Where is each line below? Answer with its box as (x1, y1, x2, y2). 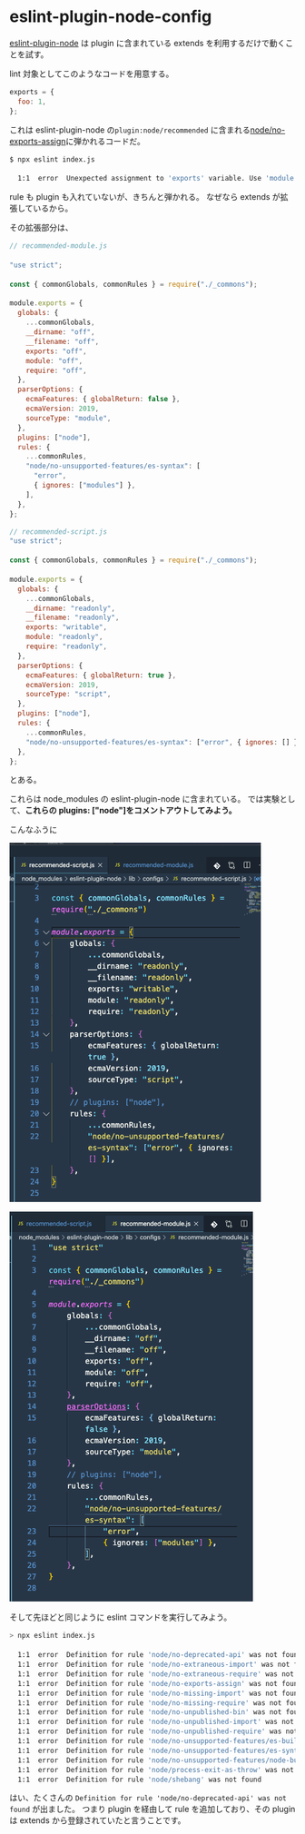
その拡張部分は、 (9, 222, 74, 233)
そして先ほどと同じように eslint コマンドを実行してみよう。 (9, 1612, 232, 1622)
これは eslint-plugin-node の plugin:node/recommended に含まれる (9, 124, 251, 135)
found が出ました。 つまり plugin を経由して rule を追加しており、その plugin (9, 1804, 296, 1815)
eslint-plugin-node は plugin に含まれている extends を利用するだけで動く (9, 37, 286, 48)
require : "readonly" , (25, 642, 107, 651)
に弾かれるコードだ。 (65, 135, 145, 146)
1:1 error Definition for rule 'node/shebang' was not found (17, 1775, 261, 1784)
